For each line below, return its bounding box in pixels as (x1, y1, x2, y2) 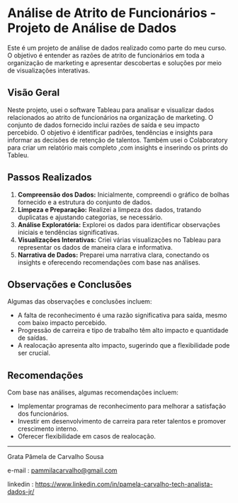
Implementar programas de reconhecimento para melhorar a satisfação (17, 402, 227, 411)
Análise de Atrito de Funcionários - (7, 5, 216, 21)
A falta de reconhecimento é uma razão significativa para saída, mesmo (17, 311, 227, 320)
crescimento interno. (17, 424, 79, 433)
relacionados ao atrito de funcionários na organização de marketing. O (7, 113, 214, 121)
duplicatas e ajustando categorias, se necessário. (17, 213, 163, 221)
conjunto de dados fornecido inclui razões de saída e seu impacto (7, 121, 200, 129)
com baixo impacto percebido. (17, 319, 107, 327)
